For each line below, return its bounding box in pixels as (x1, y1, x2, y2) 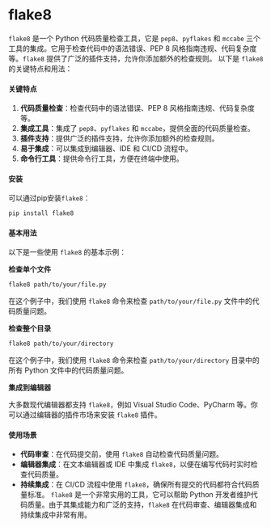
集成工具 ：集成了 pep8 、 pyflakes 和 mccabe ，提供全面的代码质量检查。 (19, 124, 255, 133)
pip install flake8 (8, 209, 74, 217)
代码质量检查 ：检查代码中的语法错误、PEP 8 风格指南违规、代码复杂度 (19, 103, 255, 113)
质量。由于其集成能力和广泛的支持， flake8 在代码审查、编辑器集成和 (27, 500, 257, 510)
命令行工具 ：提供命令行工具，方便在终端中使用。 (19, 154, 184, 163)
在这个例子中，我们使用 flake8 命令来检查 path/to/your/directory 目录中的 (8, 356, 260, 365)
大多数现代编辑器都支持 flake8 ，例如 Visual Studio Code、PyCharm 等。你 (8, 400, 259, 410)
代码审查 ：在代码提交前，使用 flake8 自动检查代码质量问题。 (19, 449, 224, 459)
